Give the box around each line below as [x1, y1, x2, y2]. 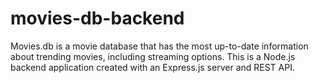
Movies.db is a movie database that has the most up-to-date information [10, 40, 309, 52]
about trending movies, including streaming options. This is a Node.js [10, 50, 296, 62]
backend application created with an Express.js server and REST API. [10, 61, 295, 73]
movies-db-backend [10, 7, 185, 30]
